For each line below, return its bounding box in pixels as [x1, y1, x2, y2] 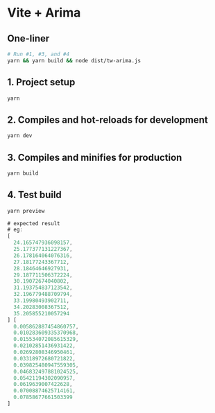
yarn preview [7, 207, 45, 214]
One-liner [7, 33, 50, 44]
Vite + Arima [7, 5, 81, 21]
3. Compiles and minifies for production [7, 151, 182, 164]
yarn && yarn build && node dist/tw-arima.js [7, 57, 141, 64]
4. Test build [7, 189, 62, 201]
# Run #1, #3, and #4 [7, 51, 70, 58]
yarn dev [7, 132, 33, 139]
